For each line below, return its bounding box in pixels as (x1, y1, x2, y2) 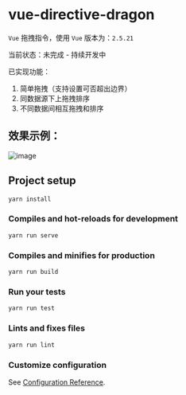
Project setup (8, 174, 77, 188)
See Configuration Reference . (8, 377, 106, 387)
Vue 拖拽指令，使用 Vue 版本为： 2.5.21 (8, 33, 134, 42)
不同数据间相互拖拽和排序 (19, 104, 104, 113)
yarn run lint (8, 341, 56, 349)
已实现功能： (8, 66, 50, 76)
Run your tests (8, 287, 66, 298)
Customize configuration (8, 359, 107, 370)
